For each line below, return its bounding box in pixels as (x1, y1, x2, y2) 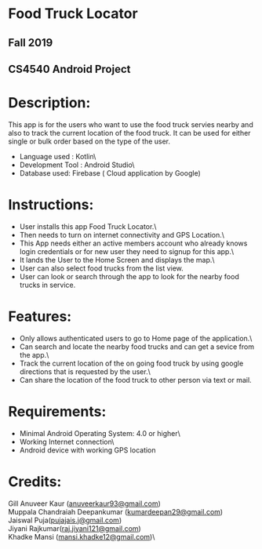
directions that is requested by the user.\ (19, 366, 151, 376)
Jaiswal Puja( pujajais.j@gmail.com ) (8, 515, 122, 525)
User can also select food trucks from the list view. (19, 264, 184, 273)
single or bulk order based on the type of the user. (8, 136, 171, 146)
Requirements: (8, 402, 107, 420)
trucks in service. (19, 280, 76, 289)
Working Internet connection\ (19, 437, 115, 446)
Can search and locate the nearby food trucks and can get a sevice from (19, 342, 255, 351)
